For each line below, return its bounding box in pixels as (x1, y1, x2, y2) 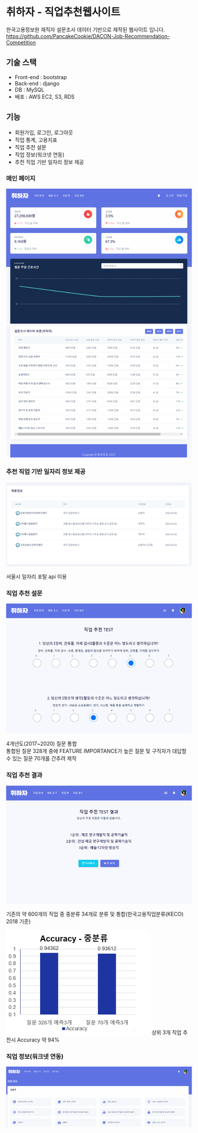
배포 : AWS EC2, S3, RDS (14, 93, 75, 100)
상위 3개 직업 (151, 1029, 181, 1036)
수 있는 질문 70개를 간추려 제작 (6, 755, 77, 762)
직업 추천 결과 (6, 771, 43, 780)
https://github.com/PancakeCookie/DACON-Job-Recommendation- (6, 32, 170, 40)
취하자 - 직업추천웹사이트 (6, 5, 121, 19)
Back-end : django (14, 80, 60, 87)
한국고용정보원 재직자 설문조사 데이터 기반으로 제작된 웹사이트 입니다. (6, 26, 165, 33)
